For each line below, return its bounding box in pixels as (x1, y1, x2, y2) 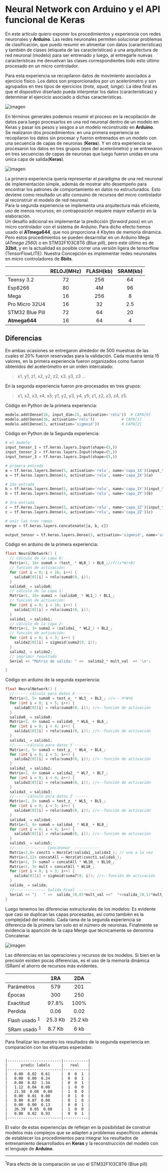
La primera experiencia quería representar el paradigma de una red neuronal (5, 175, 163, 181)
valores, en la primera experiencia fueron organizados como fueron (5, 358, 144, 364)
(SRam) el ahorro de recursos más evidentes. (5, 962, 98, 968)
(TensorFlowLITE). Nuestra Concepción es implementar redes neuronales (5, 250, 157, 256)
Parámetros (7, 983, 35, 990)
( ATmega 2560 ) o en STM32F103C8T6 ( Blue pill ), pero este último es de (5, 240, 154, 246)
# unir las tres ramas (5, 519, 52, 524)
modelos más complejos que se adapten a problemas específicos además (5, 1130, 158, 1136)
